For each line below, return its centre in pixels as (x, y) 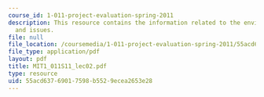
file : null (26, 37)
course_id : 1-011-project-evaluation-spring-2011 (91, 15)
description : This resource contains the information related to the (125, 23)
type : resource (33, 74)
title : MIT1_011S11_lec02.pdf (58, 66)
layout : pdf (27, 59)
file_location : (33, 45)
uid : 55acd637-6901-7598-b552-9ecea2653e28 (81, 81)
